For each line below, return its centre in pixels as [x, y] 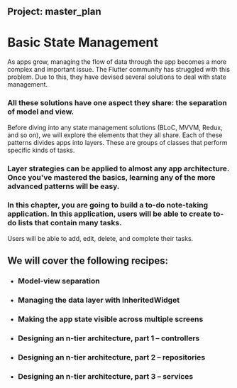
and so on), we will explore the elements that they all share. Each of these [115, 135]
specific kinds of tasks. [41, 150]
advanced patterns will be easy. [64, 186]
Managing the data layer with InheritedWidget [98, 300]
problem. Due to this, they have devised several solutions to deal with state [117, 77]
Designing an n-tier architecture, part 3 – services [105, 376]
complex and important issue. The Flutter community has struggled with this [119, 70]
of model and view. [41, 112]
